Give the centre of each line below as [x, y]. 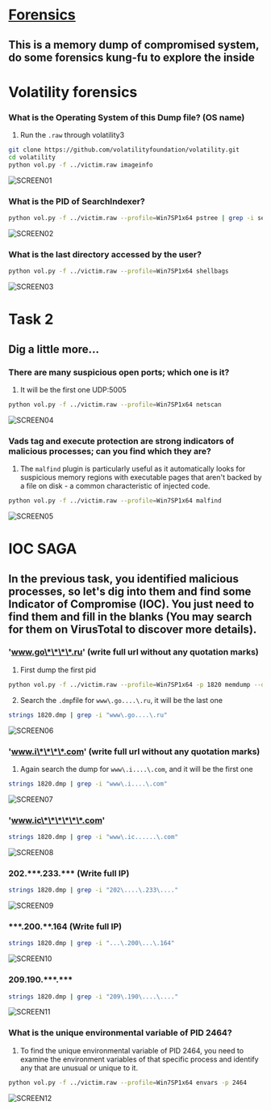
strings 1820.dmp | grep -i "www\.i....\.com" [88, 784]
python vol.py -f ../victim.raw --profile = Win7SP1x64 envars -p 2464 [128, 1082]
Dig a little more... [54, 349]
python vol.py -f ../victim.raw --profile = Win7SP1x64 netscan [115, 405]
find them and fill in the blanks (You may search [130, 616]
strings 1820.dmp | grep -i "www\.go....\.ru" [88, 715]
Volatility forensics [73, 92]
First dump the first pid [58, 670]
